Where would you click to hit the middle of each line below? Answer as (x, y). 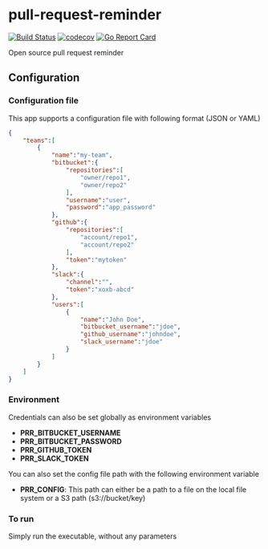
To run (21, 518)
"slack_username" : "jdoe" (121, 342)
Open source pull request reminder (66, 52)
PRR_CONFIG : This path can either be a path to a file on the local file (133, 489)
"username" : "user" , (98, 200)
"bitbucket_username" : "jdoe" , (130, 327)
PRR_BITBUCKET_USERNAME (70, 433)
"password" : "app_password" (111, 207)
